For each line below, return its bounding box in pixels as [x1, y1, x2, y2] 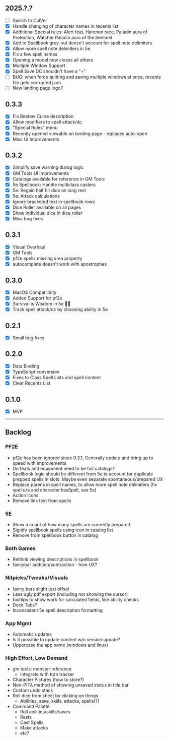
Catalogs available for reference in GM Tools [12, 176, 105, 182]
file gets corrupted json [12, 80, 61, 86]
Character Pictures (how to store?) [12, 676, 84, 683]
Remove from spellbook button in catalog [12, 532, 98, 538]
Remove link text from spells [12, 498, 71, 504]
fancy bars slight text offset [12, 586, 69, 592]
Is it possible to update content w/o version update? [12, 636, 120, 642]
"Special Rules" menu [12, 125, 58, 131]
